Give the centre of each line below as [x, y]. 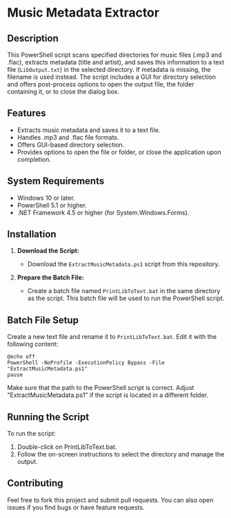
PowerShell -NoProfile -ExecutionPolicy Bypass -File [86, 363]
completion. [34, 159]
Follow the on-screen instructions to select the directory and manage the [121, 454]
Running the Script [48, 417]
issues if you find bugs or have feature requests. [76, 507]
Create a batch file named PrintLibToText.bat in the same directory [124, 291]
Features [27, 113]
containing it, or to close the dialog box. [63, 92]
